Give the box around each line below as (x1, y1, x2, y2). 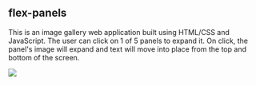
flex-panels (8, 6, 67, 20)
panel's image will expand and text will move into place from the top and (8, 44, 246, 54)
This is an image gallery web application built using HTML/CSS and (8, 27, 230, 37)
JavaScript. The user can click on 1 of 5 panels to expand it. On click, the (8, 36, 248, 45)
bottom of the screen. (8, 52, 80, 62)
